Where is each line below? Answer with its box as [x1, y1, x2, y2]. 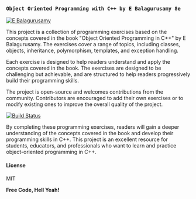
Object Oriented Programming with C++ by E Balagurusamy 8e [6, 5, 181, 12]
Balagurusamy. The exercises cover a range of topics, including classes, [6, 41, 180, 48]
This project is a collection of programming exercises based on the [6, 29, 167, 36]
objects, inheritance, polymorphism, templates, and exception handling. [6, 47, 178, 54]
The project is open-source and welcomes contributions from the [6, 88, 164, 95]
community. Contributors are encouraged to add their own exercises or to [6, 95, 184, 102]
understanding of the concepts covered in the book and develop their [6, 130, 174, 137]
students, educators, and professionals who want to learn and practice [6, 142, 177, 149]
